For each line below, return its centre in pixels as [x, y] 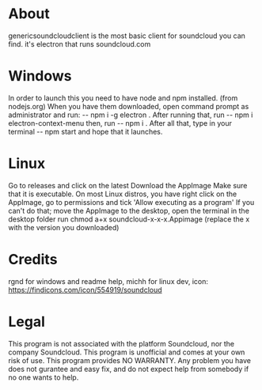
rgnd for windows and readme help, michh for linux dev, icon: [108, 281]
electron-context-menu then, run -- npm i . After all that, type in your [120, 123]
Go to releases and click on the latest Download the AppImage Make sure [128, 185]
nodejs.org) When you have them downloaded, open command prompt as [129, 106]
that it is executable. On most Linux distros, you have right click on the [123, 194]
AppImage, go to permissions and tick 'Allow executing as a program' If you [131, 202]
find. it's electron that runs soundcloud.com [80, 44]
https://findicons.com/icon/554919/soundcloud [85, 290]
